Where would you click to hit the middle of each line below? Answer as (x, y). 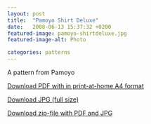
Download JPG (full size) (43, 99)
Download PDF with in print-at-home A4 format (75, 86)
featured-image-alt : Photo (47, 40)
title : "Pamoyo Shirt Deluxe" (53, 20)
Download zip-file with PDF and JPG (60, 113)
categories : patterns (39, 53)
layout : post (26, 14)
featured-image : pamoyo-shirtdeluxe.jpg (67, 33)
